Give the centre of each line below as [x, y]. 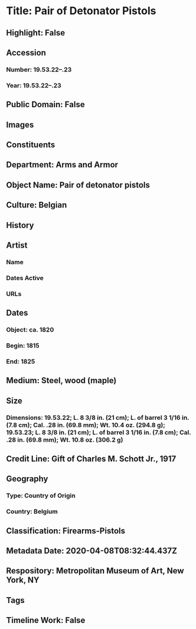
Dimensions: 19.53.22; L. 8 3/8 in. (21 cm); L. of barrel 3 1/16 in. [98, 417]
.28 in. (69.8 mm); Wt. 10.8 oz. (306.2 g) [65, 440]
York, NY [23, 580]
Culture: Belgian [37, 205]
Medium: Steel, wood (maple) [61, 380]
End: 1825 [21, 361]
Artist [17, 245]
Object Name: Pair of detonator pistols [78, 185]
